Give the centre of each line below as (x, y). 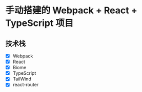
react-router (26, 85)
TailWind (22, 79)
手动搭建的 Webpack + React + (71, 10)
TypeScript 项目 (39, 23)
